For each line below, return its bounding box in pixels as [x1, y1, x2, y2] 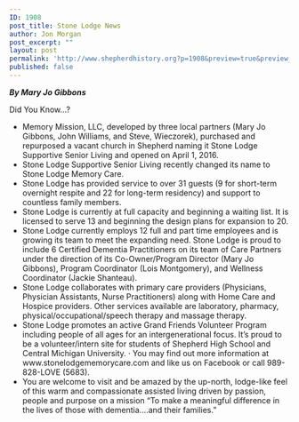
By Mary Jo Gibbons [9, 86, 86, 98]
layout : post [9, 46, 58, 55]
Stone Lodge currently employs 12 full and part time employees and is [21, 225, 279, 235]
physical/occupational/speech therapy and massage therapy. [21, 310, 247, 321]
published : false [9, 63, 74, 72]
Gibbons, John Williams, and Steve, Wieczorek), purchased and [21, 131, 256, 141]
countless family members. [21, 196, 122, 207]
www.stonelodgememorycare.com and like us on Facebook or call [21, 357, 265, 368]
